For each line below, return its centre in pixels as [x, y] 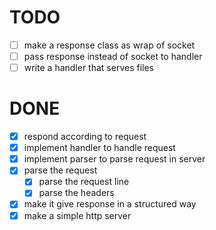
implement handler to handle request [99, 148]
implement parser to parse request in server [114, 159]
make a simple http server [77, 215]
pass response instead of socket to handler [113, 56]
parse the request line [84, 182]
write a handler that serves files [88, 68]
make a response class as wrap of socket [109, 45]
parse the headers [76, 193]
